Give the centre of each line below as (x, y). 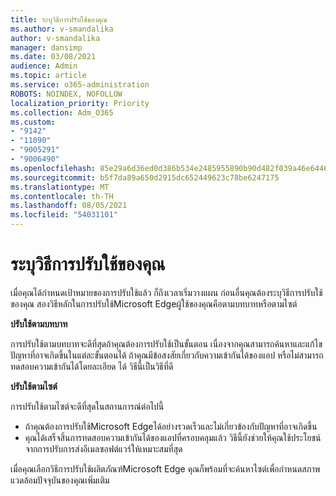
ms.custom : (33, 122)
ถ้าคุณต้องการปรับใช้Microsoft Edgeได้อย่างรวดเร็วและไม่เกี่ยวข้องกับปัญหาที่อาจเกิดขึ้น (171, 426)
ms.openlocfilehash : (53, 168)
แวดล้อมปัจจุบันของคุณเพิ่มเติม (60, 480)
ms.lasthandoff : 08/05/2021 (69, 206)
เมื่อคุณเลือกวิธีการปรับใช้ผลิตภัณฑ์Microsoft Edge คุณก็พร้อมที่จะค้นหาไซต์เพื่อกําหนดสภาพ (165, 468)
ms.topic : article (48, 76)
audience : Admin (44, 66)
